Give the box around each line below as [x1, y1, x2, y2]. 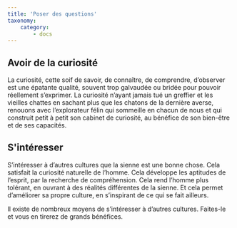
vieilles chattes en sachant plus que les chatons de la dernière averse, [7, 98, 214, 107]
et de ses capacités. [7, 121, 67, 130]
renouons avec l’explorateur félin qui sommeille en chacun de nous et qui [7, 106, 223, 115]
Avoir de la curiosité [7, 56, 99, 68]
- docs [33, 30, 53, 38]
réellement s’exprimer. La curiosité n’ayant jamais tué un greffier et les [7, 90, 213, 100]
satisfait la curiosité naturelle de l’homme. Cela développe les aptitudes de [7, 168, 226, 177]
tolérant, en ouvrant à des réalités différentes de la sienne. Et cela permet [7, 183, 223, 192]
